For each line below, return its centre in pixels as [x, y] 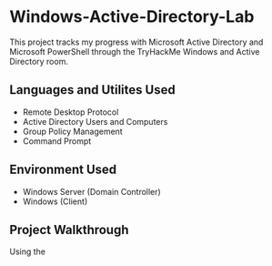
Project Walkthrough [69, 230]
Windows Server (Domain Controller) [91, 191]
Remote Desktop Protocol [71, 112]
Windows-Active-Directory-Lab [132, 17]
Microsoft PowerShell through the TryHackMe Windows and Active [135, 51]
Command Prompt [57, 141]
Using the [28, 251]
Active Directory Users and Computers [95, 121]
